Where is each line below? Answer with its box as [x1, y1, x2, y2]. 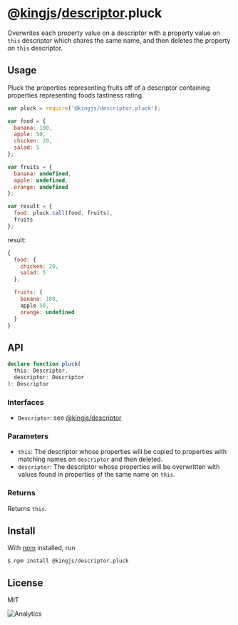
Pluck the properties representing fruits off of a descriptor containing [7, 83, 210, 92]
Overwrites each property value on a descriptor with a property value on [7, 29, 221, 37]
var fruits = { [7, 163, 53, 170]
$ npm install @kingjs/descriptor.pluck [7, 557, 130, 564]
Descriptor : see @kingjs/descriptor [17, 413, 122, 422]
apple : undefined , [14, 177, 69, 184]
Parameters [7, 431, 48, 441]
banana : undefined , [14, 170, 72, 177]
